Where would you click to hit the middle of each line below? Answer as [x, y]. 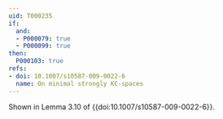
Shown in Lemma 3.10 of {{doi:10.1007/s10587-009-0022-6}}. [112, 107]
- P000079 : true [43, 38]
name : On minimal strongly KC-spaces [80, 83]
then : [17, 53]
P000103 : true [39, 62]
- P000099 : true [43, 46]
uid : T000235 [31, 16]
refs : [17, 69]
